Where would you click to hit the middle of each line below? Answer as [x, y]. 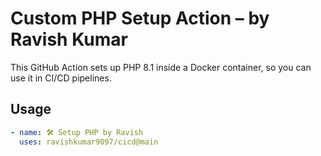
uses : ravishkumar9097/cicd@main [89, 142]
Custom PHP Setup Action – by [140, 18]
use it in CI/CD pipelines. [61, 78]
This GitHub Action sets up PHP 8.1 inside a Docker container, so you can [161, 67]
